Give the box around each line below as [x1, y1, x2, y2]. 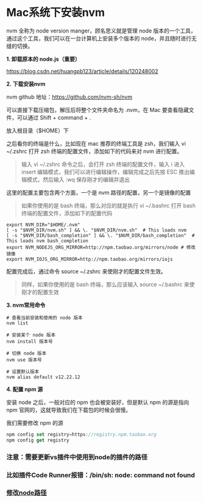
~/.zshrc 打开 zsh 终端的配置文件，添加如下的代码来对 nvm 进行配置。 [6, 148, 183, 155]
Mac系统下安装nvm [6, 6, 105, 20]
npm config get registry [6, 437, 69, 443]
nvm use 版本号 [6, 356, 42, 363]
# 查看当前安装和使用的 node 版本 [6, 315, 83, 321]
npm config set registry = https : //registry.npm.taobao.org [6, 431, 157, 438]
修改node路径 [6, 489, 47, 497]
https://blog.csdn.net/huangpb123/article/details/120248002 [6, 67, 158, 75]
